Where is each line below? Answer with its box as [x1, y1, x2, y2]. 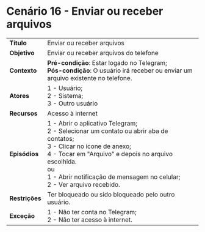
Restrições [9, 194, 41, 203]
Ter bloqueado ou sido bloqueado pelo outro [47, 190, 175, 198]
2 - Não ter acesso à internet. [47, 215, 133, 224]
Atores [9, 91, 29, 100]
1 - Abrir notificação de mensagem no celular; [47, 173, 181, 181]
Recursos [9, 109, 38, 118]
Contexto [9, 66, 37, 75]
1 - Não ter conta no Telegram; [47, 208, 137, 216]
